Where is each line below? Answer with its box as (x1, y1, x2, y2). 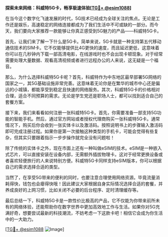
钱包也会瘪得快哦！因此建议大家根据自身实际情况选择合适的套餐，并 (22, 181, 163, 187)
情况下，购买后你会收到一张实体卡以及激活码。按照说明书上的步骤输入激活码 (5, 122, 163, 128)
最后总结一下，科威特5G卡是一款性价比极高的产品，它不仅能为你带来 (5, 198, 147, 204)
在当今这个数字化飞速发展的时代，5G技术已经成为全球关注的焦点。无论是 (5, 15, 156, 21)
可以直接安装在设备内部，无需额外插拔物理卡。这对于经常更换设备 (22, 152, 158, 157)
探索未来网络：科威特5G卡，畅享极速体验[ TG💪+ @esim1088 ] (5, 5, 131, 10)
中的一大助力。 (5, 217, 36, 222)
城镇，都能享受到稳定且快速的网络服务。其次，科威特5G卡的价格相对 (18, 87, 160, 92)
